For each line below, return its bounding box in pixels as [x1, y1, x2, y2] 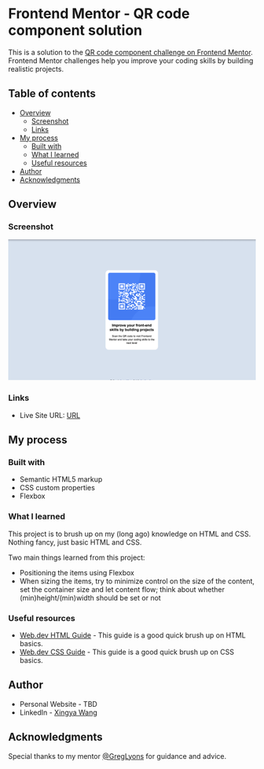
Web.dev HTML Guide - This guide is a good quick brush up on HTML [19, 630, 246, 640]
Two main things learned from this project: [8, 553, 145, 562]
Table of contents [8, 87, 96, 101]
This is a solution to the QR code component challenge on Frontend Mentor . [8, 47, 253, 57]
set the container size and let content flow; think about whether [19, 584, 225, 594]
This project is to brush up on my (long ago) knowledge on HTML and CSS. [8, 529, 251, 538]
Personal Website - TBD [19, 699, 98, 708]
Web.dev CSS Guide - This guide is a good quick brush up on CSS [19, 647, 234, 656]
